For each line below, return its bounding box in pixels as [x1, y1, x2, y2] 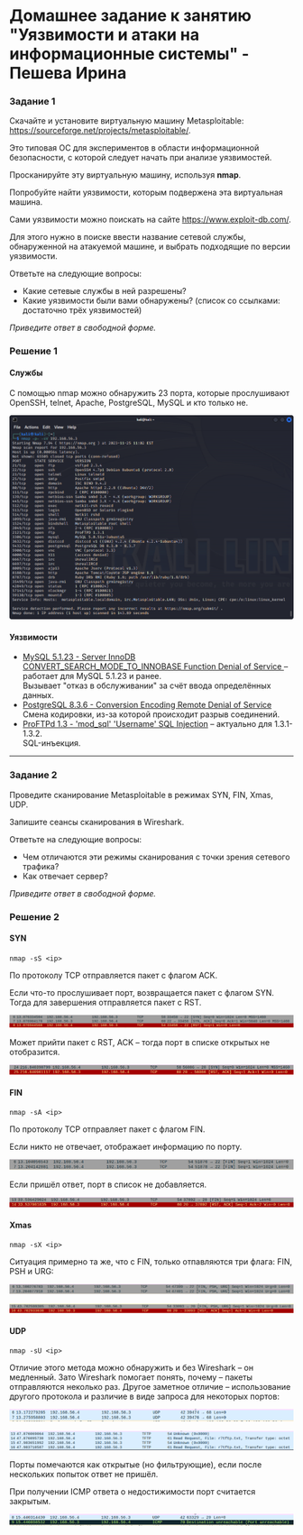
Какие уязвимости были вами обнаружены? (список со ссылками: [22, 295, 280, 307]
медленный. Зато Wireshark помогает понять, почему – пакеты [9, 1372, 253, 1383]
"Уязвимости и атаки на [9, 24, 200, 45]
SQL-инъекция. [22, 738, 81, 749]
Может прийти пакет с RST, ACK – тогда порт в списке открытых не [9, 1037, 271, 1048]
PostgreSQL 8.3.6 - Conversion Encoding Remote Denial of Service [22, 700, 272, 711]
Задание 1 [9, 96, 56, 108]
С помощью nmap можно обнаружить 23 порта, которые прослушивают [9, 387, 290, 398]
